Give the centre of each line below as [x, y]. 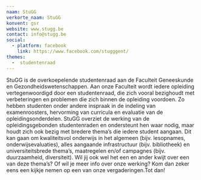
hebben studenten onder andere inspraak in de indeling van [81, 105]
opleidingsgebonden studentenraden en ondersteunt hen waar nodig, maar [100, 125]
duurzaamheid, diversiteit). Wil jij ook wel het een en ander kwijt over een [98, 157]
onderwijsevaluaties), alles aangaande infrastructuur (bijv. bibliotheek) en [98, 144]
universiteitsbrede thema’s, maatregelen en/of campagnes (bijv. [86, 151]
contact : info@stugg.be [36, 35]
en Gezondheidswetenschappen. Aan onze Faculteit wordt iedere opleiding [100, 86]
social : [16, 40]
